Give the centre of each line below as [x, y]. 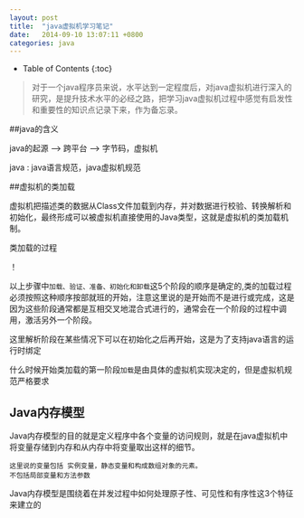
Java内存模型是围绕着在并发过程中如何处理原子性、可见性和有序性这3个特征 [152, 494]
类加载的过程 [33, 248]
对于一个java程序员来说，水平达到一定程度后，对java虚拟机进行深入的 [161, 88]
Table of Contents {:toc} [67, 69]
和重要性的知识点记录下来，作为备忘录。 [107, 110]
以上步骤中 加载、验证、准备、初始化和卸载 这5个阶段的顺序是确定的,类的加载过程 [151, 287]
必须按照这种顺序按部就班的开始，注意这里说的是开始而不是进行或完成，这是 [152, 297]
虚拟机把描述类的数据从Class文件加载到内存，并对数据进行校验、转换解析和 [151, 206]
